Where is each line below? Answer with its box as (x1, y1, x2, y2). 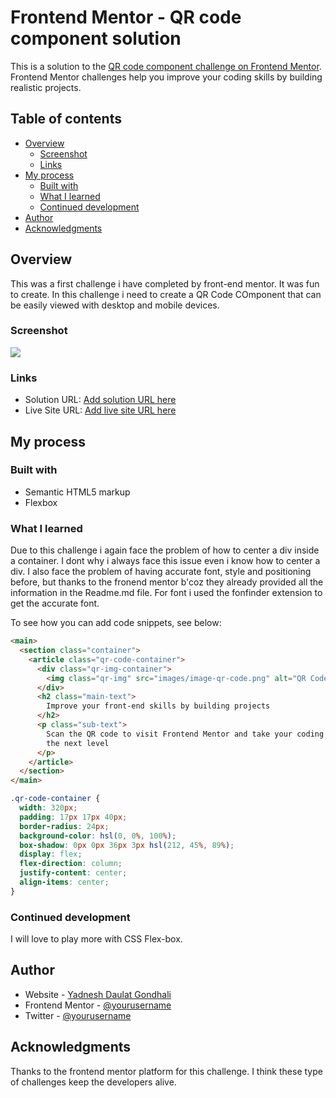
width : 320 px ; (19, 803, 78, 813)
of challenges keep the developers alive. (10, 1076, 177, 1088)
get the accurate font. (10, 597, 100, 610)
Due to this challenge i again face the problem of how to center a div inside (10, 544, 320, 556)
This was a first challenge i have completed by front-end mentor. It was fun (10, 277, 320, 290)
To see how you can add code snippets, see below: (10, 617, 222, 629)
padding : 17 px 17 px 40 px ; (19, 812, 128, 822)
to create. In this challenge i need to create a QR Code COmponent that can (10, 288, 322, 300)
